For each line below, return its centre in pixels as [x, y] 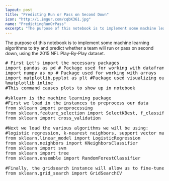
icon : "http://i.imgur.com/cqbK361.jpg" [48, 19]
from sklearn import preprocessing [49, 108]
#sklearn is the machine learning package [58, 98]
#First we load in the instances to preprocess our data [77, 103]
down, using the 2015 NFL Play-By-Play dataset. [55, 54]
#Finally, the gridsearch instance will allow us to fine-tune [85, 168]
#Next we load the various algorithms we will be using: [77, 128]
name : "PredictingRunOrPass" [36, 24]
